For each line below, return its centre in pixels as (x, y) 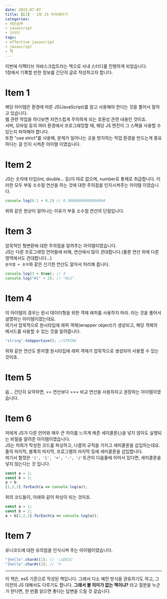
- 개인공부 (14, 24)
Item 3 (19, 231)
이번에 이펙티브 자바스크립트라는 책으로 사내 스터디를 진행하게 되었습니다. (76, 66)
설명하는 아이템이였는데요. (31, 319)
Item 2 (18, 165)
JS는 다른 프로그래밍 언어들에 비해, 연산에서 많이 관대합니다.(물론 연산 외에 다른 (82, 252)
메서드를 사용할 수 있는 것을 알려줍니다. (43, 331)
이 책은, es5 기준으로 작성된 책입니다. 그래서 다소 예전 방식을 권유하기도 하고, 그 (82, 579)
